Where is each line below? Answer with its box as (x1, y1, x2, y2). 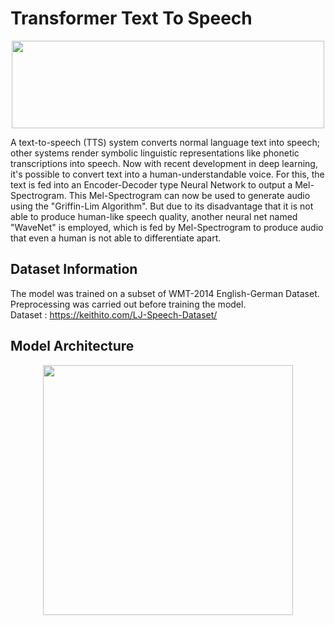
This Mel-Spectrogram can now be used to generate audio (68, 189, 311, 201)
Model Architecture (10, 338, 135, 355)
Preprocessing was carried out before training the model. (10, 298, 247, 310)
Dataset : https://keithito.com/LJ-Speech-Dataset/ (10, 308, 218, 321)
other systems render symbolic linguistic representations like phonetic (10, 147, 300, 159)
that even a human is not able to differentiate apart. (10, 232, 222, 244)
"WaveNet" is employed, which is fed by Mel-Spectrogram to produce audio (10, 221, 324, 233)
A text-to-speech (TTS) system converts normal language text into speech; (10, 136, 320, 148)
